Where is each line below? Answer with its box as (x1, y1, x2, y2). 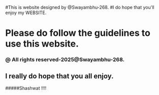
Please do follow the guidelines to (5, 27, 151, 39)
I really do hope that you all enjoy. (5, 72, 114, 80)
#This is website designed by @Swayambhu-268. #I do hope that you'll (5, 5, 154, 10)
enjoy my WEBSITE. (5, 10, 47, 16)
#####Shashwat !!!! (5, 85, 47, 91)
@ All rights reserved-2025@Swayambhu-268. (5, 56, 125, 63)
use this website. (5, 38, 79, 50)
